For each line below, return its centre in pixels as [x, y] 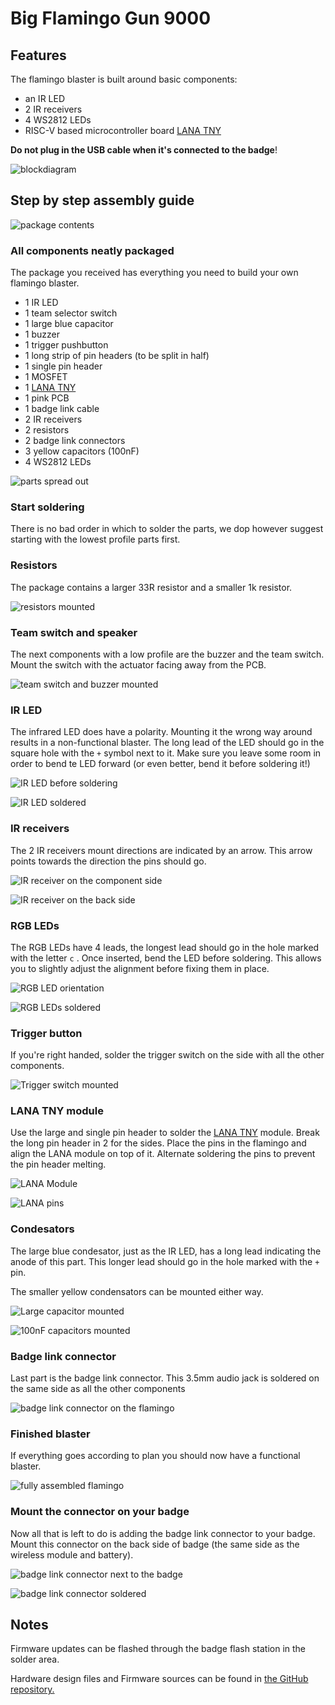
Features [38, 55]
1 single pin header [63, 366]
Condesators [42, 1229]
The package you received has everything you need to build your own [154, 273]
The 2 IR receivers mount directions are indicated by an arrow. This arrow [161, 850]
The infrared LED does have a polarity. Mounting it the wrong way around [161, 732]
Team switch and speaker [74, 632]
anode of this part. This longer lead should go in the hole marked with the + [165, 1261]
